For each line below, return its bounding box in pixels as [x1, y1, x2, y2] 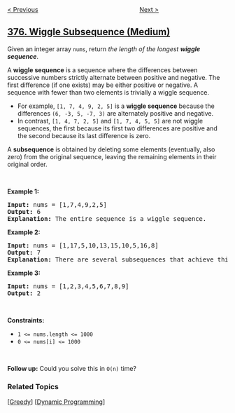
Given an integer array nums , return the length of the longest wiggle [7, 44, 201, 53]
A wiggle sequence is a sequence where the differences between [7, 65, 198, 74]
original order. [7, 160, 48, 168]
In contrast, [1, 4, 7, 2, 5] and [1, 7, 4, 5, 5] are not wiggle [17, 116, 204, 125]
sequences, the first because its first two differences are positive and [17, 124, 218, 133]
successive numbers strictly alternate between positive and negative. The [7, 73, 220, 81]
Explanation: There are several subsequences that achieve [7, 255, 215, 264]
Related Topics [7, 381, 59, 391]
